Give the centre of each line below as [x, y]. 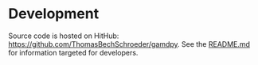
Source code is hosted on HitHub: [64, 36]
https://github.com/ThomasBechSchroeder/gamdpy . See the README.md [129, 44]
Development [54, 14]
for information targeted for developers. [73, 52]
